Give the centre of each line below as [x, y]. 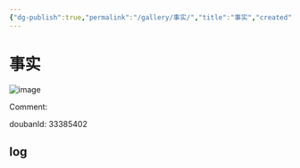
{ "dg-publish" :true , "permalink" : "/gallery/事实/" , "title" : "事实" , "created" [150, 17]
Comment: [29, 107]
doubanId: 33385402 [48, 124]
